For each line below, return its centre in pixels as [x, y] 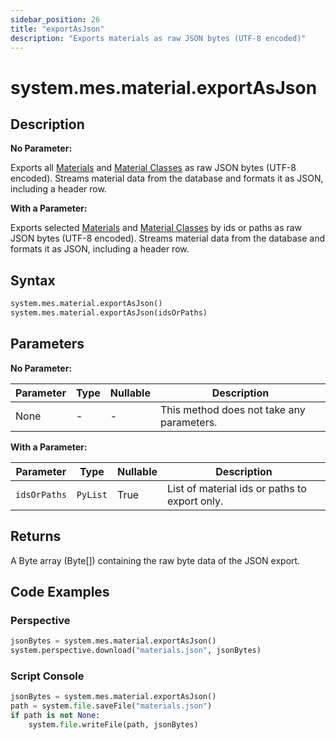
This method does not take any [232, 409]
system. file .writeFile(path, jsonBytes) [113, 724]
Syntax [33, 280]
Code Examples [60, 591]
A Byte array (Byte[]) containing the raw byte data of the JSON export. [155, 560]
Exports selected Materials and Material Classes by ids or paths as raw [156, 228]
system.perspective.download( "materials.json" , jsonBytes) [136, 651]
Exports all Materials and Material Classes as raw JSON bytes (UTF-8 [153, 168]
